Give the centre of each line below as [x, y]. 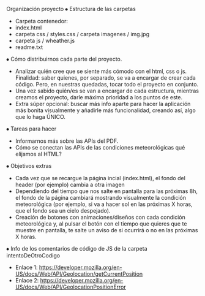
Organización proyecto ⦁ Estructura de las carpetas [71, 9]
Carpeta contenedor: [42, 21]
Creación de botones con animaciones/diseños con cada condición [100, 217]
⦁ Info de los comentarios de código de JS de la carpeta [77, 249]
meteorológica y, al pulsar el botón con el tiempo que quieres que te [101, 224]
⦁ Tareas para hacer [32, 129]
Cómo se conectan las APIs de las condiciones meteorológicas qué [100, 147]
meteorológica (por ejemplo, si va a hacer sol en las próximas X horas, [104, 204]
